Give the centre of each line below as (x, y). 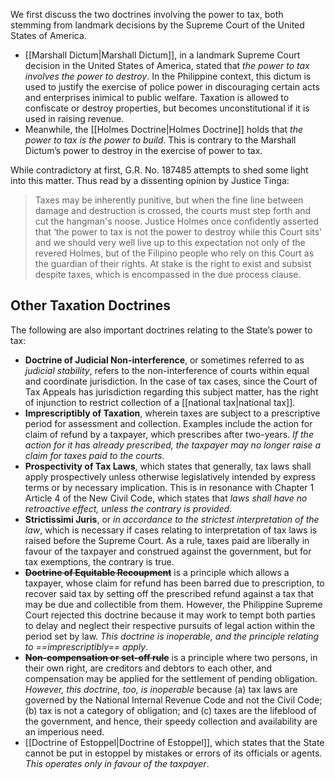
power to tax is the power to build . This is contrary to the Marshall (160, 140)
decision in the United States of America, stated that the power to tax (167, 65)
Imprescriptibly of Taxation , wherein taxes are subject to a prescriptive (172, 413)
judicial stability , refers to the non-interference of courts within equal (167, 370)
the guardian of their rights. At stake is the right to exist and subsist (173, 263)
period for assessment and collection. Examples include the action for (168, 423)
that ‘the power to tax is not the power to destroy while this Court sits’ (178, 232)
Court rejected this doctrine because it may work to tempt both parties (170, 615)
